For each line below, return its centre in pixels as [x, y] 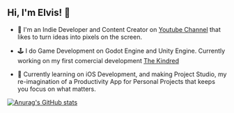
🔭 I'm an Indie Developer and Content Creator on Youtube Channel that [119, 29]
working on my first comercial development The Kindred [98, 60]
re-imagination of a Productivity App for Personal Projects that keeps [116, 81]
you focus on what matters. [56, 89]
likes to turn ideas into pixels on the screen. [80, 37]
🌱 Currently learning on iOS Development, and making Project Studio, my [122, 74]
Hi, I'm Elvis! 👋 [39, 13]
